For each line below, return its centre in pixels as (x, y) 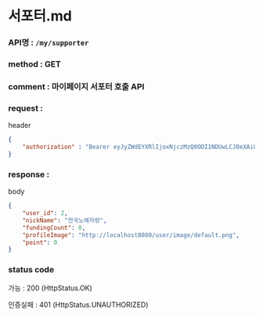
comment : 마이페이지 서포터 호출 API (76, 86)
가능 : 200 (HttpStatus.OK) (50, 288)
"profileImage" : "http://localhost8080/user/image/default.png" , (131, 235)
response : (29, 174)
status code (31, 270)
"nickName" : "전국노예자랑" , (65, 220)
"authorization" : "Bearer (66, 147)
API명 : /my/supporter (49, 42)
